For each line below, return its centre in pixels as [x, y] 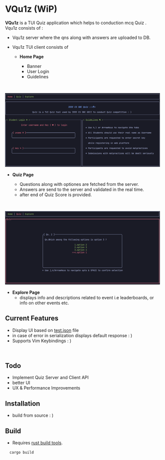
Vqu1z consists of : [24, 28]
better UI [21, 383]
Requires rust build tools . [37, 443]
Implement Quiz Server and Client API [50, 378]
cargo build [22, 453]
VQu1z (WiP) [31, 9]
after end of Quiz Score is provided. [56, 195]
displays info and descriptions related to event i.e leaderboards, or [87, 297]
